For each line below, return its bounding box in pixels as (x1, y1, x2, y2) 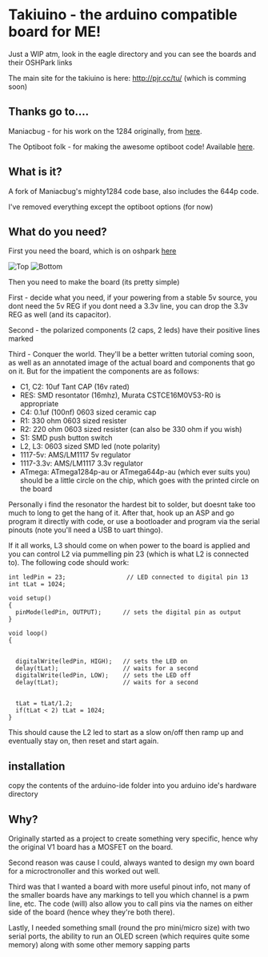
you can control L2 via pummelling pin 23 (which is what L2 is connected (8, 549, 250, 559)
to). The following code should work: (8, 558, 130, 567)
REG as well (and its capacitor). (8, 310, 112, 320)
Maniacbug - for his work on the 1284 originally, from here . (8, 126, 202, 135)
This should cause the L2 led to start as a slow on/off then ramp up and (8, 728, 244, 737)
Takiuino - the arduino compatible (8, 6, 238, 24)
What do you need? (8, 224, 108, 238)
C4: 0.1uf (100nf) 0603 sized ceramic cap (19, 407, 157, 418)
